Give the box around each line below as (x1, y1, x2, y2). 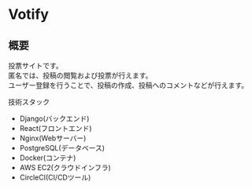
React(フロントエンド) (19, 124, 92, 133)
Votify (8, 5, 50, 24)
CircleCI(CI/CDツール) (19, 173, 91, 182)
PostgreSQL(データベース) (19, 144, 105, 152)
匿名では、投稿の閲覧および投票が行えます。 (8, 71, 153, 80)
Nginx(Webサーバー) (19, 133, 87, 143)
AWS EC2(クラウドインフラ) (19, 163, 112, 172)
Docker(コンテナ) (19, 153, 76, 162)
